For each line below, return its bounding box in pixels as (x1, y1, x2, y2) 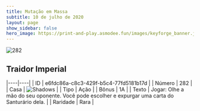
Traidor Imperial (6, 64, 67, 74)
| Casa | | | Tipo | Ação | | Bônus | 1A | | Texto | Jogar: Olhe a (6, 86, 185, 93)
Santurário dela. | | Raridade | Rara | (6, 98, 94, 105)
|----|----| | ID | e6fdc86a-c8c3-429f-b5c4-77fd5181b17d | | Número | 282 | (6, 79, 192, 86)
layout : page (6, 19, 39, 25)
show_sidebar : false (6, 25, 58, 31)
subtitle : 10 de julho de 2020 (6, 14, 84, 20)
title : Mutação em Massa (6, 8, 68, 15)
